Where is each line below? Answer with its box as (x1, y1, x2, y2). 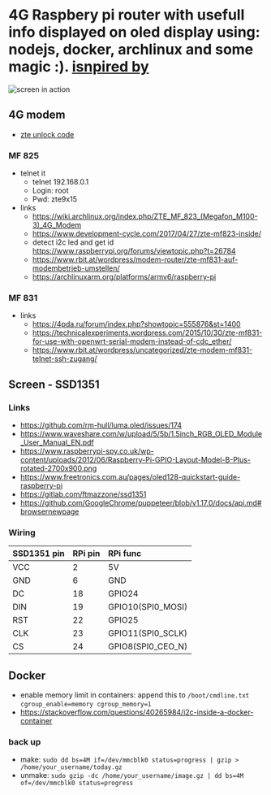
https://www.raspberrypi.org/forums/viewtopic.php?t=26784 (32, 246, 237, 256)
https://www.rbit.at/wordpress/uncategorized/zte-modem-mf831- (32, 345, 253, 355)
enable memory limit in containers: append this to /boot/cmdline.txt (19, 690, 250, 700)
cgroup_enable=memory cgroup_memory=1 (19, 701, 152, 709)
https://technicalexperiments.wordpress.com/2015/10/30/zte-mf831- (32, 328, 263, 338)
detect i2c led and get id (32, 237, 114, 247)
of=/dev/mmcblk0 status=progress (19, 779, 134, 788)
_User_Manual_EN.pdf (19, 437, 95, 448)
